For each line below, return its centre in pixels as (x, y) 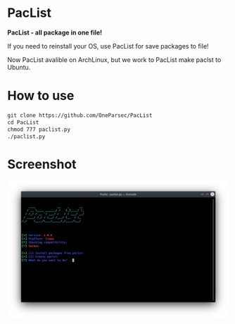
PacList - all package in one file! (55, 32)
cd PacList (23, 122)
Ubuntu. (19, 67)
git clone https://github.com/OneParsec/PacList (80, 115)
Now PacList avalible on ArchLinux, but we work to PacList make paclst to (114, 60)
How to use (41, 96)
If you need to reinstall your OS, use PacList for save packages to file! (108, 46)
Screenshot (42, 164)
